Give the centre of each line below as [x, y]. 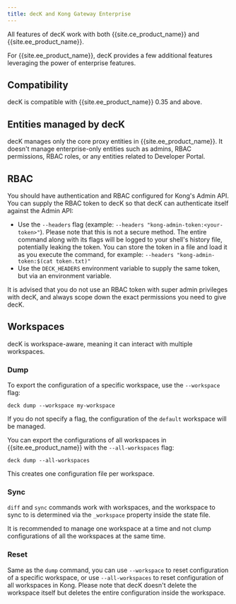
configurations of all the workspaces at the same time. [87, 536]
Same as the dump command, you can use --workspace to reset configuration [118, 570]
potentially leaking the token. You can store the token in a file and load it [122, 247]
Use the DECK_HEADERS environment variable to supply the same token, [119, 268]
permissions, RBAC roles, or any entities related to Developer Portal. [106, 156]
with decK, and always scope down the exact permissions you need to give [117, 297]
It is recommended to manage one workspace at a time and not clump [110, 529]
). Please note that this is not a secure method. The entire [123, 232]
